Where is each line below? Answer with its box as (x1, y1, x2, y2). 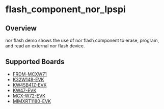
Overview (5, 24, 37, 33)
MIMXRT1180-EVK (12, 98, 51, 104)
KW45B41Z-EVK (12, 81, 47, 88)
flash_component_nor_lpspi (5, 4, 126, 15)
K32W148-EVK (12, 76, 44, 83)
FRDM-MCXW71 (12, 71, 47, 77)
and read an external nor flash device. (5, 43, 85, 49)
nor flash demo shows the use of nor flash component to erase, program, (5, 37, 159, 43)
